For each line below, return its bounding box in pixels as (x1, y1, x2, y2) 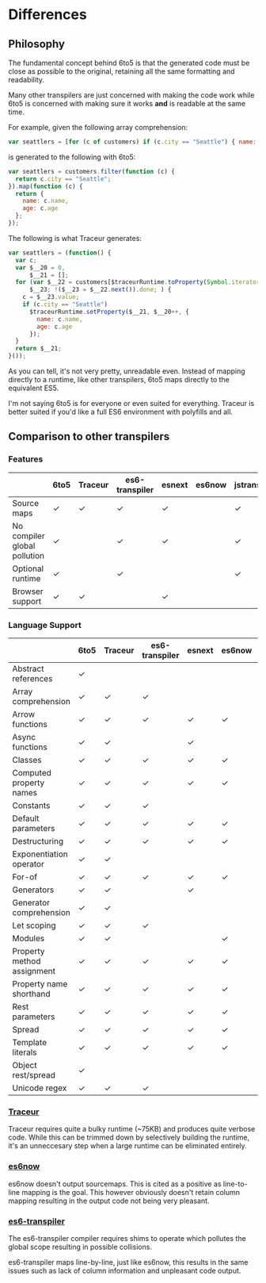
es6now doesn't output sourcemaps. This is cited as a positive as (8, 1179, 222, 1189)
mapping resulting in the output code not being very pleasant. (8, 1196, 210, 1205)
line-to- (222, 1179, 248, 1189)
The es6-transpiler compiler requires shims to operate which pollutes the (8, 1233, 247, 1243)
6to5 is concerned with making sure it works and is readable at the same (8, 99, 246, 108)
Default (12, 813, 40, 824)
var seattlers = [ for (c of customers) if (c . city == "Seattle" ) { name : (8, 138, 257, 146)
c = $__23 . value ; (22, 293, 80, 301)
